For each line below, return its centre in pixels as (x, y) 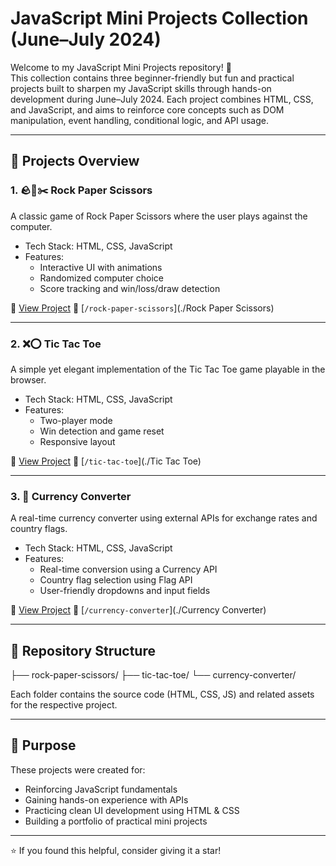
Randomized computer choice (102, 278)
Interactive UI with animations (101, 267)
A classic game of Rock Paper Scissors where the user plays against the (159, 216)
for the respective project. (64, 705)
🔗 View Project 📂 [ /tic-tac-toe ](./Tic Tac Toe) (106, 461)
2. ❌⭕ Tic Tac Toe (56, 344)
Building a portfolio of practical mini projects (116, 821)
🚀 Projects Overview (75, 161)
